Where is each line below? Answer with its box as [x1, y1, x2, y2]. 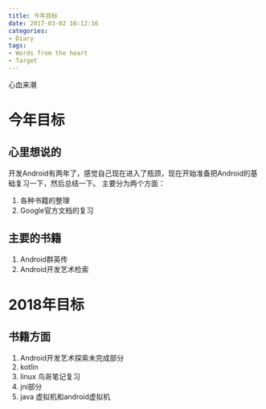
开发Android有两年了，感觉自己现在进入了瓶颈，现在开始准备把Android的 [8, 168, 251, 178]
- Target [8, 57, 38, 65]
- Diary [8, 34, 35, 43]
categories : [8, 27, 48, 35]
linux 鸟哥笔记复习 [19, 371, 80, 381]
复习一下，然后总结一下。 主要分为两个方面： [14, 178, 166, 188]
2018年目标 [8, 295, 84, 314]
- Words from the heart [8, 49, 88, 57]
